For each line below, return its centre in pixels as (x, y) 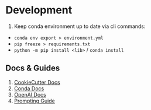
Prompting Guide (34, 101)
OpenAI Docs (30, 94)
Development (39, 10)
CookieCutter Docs (37, 82)
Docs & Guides (33, 68)
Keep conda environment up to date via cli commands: (80, 26)
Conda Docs (29, 88)
